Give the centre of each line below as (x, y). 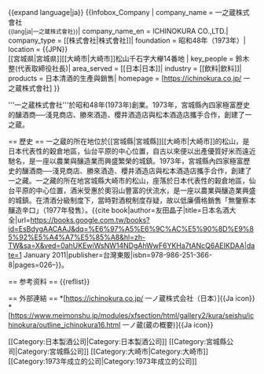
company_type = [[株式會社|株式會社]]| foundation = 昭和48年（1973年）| (127, 40)
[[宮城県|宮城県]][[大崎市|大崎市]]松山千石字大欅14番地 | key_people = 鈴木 (129, 59)
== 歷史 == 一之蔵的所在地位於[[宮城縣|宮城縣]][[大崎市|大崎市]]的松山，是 (129, 141)
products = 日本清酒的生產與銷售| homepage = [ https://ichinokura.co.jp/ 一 (129, 78)
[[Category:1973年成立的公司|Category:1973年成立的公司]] (103, 361)
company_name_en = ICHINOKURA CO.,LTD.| (156, 31)
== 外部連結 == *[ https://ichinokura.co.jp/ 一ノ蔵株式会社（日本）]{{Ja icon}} (132, 298)
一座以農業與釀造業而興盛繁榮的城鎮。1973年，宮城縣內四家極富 (139, 161)
